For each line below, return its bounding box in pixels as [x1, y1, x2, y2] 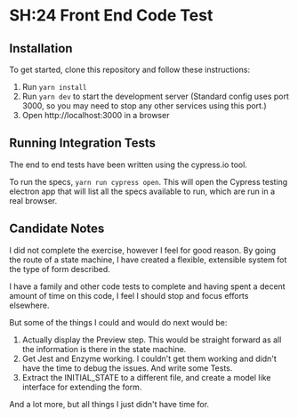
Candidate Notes [9, 221, 105, 237]
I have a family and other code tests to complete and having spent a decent [9, 281, 286, 292]
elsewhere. [9, 300, 50, 310]
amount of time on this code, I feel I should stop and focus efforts [9, 290, 249, 301]
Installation [9, 41, 73, 56]
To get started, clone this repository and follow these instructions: [9, 64, 251, 75]
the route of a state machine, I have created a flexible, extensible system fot [9, 254, 287, 265]
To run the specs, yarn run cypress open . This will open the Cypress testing [9, 176, 288, 187]
